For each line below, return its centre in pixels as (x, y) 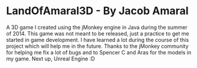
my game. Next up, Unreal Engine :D (50, 59)
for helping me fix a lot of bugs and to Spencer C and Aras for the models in (99, 52)
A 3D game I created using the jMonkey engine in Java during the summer (97, 27)
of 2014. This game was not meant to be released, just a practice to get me (98, 33)
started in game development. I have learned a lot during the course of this (98, 40)
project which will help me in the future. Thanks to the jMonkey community (97, 46)
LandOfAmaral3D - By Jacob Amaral (97, 11)
